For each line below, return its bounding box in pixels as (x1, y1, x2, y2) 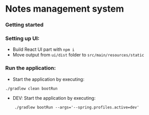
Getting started (5, 21, 44, 28)
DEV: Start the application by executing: (12, 95, 96, 101)
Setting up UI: (5, 35, 40, 42)
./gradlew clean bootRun (5, 86, 58, 91)
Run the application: (5, 65, 56, 72)
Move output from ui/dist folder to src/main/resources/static (12, 52, 144, 58)
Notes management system (5, 3, 124, 15)
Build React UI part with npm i (12, 46, 75, 52)
